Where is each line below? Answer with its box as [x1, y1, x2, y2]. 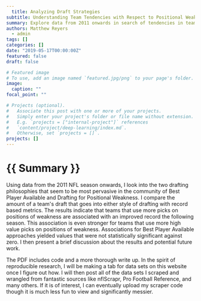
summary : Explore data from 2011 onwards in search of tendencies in [6, 20, 184, 26]
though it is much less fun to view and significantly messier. [6, 288, 154, 295]
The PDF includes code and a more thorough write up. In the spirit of [6, 256, 175, 263]
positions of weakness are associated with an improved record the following [6, 213, 194, 220]
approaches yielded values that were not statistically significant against [6, 232, 182, 239]
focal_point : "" [6, 92, 47, 98]
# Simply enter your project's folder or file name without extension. [6, 113, 194, 119]
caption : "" [11, 86, 42, 93]
